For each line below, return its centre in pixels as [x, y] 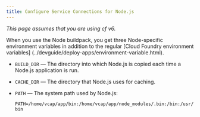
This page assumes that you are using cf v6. [61, 28]
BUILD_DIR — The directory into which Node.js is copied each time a [98, 64]
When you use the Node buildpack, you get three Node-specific [85, 40]
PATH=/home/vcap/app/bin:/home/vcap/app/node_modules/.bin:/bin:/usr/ [104, 104]
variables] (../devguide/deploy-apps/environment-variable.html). [85, 52]
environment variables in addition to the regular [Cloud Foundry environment [100, 46]
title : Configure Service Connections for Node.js [70, 12]
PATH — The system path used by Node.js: [66, 93]
